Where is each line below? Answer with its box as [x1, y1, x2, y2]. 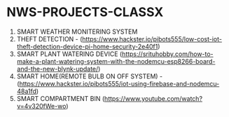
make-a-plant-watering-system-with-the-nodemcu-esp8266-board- [16, 57, 216, 65]
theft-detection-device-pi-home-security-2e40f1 [16, 42, 158, 50]
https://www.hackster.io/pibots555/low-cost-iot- [82, 34, 222, 43]
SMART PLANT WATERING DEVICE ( [16, 50, 123, 58]
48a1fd [16, 87, 36, 95]
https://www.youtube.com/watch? [104, 94, 203, 102]
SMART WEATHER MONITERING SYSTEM [16, 27, 138, 36]
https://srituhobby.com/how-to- [121, 50, 214, 58]
